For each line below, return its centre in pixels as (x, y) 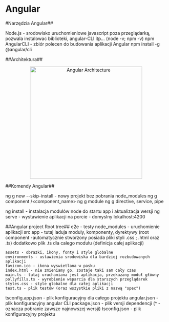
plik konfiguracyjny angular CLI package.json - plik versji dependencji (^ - (83, 303)
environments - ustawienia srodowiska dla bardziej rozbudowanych (78, 257)
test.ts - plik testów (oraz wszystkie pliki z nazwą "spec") (73, 288)
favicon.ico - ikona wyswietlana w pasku (50, 266)
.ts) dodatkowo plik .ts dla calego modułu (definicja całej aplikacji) (75, 243)
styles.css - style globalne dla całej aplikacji (59, 284)
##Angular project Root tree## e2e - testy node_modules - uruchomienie (82, 227)
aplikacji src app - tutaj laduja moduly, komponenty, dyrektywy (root (77, 232)
